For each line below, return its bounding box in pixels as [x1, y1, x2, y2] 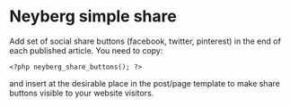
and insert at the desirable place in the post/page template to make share [9, 78, 280, 88]
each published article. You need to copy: [9, 45, 163, 55]
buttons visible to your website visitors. [9, 87, 154, 98]
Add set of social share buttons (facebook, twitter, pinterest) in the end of [9, 36, 281, 46]
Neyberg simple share [9, 6, 177, 27]
